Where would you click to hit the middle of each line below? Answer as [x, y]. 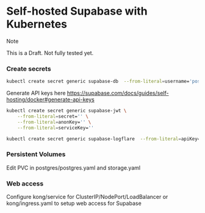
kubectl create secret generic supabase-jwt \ [67, 111]
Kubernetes [37, 24]
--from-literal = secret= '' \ [53, 116]
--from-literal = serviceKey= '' [56, 128]
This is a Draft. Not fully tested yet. [50, 52]
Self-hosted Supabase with [77, 11]
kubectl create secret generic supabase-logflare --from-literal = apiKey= [103, 139]
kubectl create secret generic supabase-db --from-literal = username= [98, 81]
